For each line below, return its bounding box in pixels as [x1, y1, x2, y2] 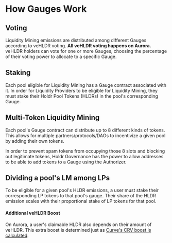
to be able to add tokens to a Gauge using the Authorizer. [5, 159, 127, 165]
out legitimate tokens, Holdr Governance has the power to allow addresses [5, 153, 164, 159]
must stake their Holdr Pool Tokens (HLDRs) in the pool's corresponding [5, 93, 159, 99]
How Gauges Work [5, 3, 87, 15]
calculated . [5, 232, 29, 238]
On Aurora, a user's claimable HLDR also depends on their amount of [5, 221, 152, 228]
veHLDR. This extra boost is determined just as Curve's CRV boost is [5, 227, 151, 233]
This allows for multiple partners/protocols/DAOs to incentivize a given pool [5, 132, 166, 139]
